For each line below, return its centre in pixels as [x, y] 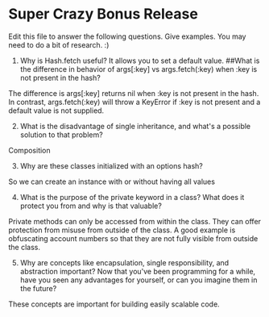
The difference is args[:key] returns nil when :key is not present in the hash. [134, 93]
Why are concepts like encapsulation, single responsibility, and [124, 262]
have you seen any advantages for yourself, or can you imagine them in [139, 280]
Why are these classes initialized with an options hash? [111, 165]
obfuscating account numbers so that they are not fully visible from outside [133, 238]
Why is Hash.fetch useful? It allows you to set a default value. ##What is [140, 60]
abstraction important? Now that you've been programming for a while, [138, 271]
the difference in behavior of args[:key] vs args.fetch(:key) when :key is [139, 69]
